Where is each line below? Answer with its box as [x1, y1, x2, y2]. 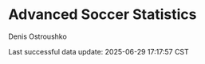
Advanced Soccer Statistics [8, 6, 197, 24]
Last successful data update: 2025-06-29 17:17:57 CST [8, 47, 189, 56]
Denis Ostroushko [8, 32, 68, 41]
